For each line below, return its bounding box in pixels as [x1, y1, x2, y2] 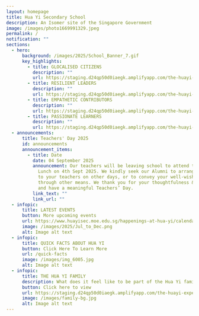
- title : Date [27, 152, 62, 158]
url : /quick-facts [21, 251, 68, 257]
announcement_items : [21, 146, 73, 152]
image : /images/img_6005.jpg [21, 257, 94, 263]
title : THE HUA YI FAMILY [21, 273, 86, 279]
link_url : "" [32, 196, 65, 202]
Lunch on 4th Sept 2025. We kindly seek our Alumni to [37, 168, 176, 175]
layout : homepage [6, 8, 49, 15]
